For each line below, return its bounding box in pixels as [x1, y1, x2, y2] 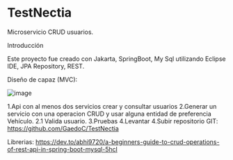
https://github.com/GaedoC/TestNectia [7, 124, 120, 132]
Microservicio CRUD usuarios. [7, 28, 94, 36]
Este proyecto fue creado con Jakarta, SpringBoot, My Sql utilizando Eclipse [7, 54, 226, 63]
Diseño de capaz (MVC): [7, 75, 78, 84]
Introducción [7, 41, 44, 49]
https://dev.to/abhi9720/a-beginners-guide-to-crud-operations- [35, 137, 220, 146]
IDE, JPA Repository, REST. [7, 62, 85, 70]
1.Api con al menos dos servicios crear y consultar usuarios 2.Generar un [7, 102, 217, 110]
